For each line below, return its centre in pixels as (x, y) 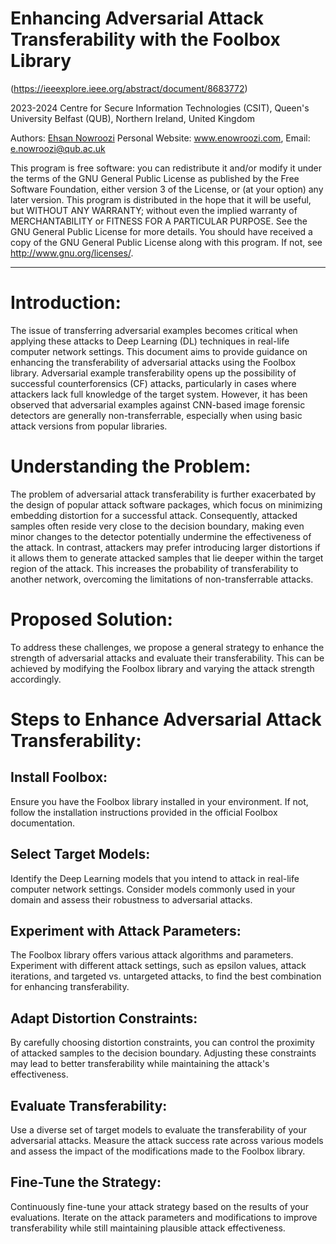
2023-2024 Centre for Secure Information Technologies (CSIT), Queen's (160, 108)
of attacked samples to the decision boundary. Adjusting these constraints (163, 1053)
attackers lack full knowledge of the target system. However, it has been (159, 394)
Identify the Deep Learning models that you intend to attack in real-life (155, 878)
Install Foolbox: (59, 777)
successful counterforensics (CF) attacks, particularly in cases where (153, 383)
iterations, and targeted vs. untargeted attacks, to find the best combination (166, 976)
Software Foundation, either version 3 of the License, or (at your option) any (167, 189)
